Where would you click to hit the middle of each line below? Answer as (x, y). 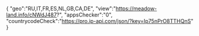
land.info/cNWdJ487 (31, 15)
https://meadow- (136, 9)
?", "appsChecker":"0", (84, 15)
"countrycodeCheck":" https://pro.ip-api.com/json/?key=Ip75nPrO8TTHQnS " (100, 21)
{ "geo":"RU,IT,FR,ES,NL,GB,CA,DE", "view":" (61, 9)
